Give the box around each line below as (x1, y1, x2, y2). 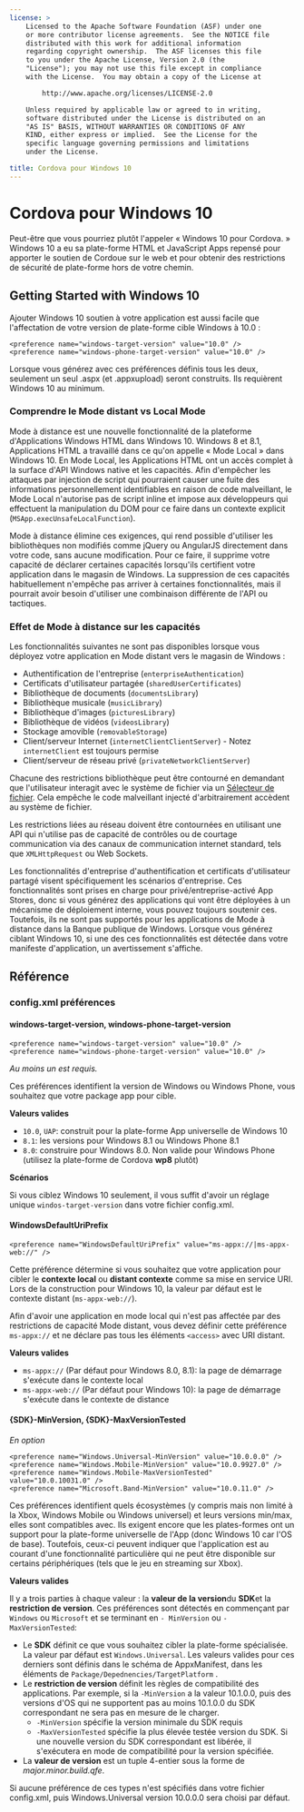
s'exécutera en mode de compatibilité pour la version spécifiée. (35, 1746, 274, 1757)
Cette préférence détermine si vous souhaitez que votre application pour (9, 1264, 281, 1275)
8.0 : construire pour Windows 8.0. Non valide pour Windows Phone (22, 1145, 275, 1156)
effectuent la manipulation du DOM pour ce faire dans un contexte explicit (9, 503, 286, 514)
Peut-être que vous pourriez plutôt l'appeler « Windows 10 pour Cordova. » (9, 232, 290, 243)
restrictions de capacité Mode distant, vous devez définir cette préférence (9, 1320, 288, 1331)
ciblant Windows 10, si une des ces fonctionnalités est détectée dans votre (9, 933, 289, 944)
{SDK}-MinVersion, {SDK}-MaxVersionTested (9, 1414, 186, 1425)
